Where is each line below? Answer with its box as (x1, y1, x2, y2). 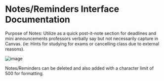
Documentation (5, 14, 71, 25)
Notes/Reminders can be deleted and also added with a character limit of (5, 65, 154, 71)
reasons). (5, 46, 25, 52)
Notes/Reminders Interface (5, 3, 120, 15)
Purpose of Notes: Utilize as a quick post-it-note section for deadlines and (5, 30, 157, 36)
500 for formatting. (5, 70, 44, 76)
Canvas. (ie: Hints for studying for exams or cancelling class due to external (5, 40, 160, 46)
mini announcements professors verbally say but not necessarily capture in (5, 36, 159, 41)
